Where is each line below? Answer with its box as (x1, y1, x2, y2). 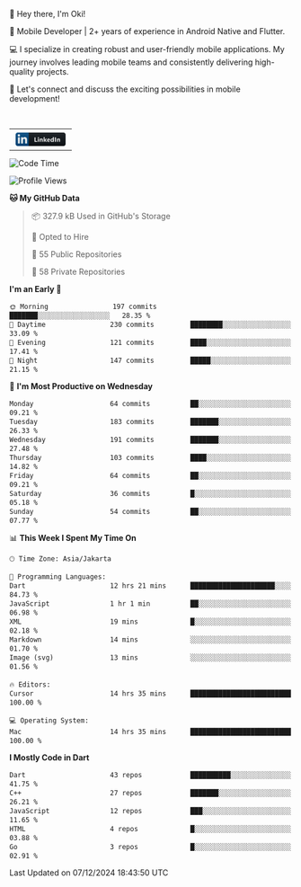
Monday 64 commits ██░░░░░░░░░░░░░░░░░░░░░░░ (9, 400, 292, 409)
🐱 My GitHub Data (9, 193, 81, 204)
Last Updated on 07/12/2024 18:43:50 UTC (9, 867, 169, 878)
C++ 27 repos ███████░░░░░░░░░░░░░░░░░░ (9, 789, 292, 798)
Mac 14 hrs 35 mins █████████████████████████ (9, 728, 292, 737)
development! (9, 93, 60, 103)
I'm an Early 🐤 (9, 284, 62, 295)
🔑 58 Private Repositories (31, 266, 126, 278)
